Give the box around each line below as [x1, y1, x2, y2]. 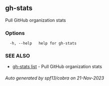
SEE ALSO [5, 52, 30, 59]
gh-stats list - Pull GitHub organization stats [12, 64, 102, 70]
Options [5, 29, 25, 36]
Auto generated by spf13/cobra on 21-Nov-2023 [5, 75, 105, 81]
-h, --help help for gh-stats [9, 41, 77, 46]
